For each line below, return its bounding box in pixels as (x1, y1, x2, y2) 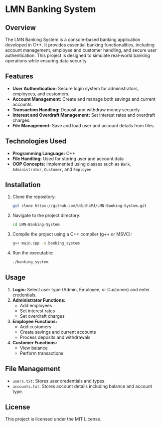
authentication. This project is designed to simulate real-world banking (5, 52, 151, 58)
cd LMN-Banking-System (12, 222, 60, 227)
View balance (19, 345, 48, 351)
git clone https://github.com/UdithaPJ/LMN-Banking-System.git (12, 204, 147, 209)
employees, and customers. (12, 91, 70, 97)
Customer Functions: (12, 339, 57, 345)
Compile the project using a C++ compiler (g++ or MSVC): (12, 231, 132, 237)
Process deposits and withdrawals (19, 334, 91, 340)
